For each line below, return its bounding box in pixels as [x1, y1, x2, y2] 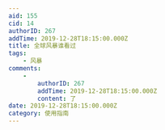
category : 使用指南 [8, 110, 70, 118]
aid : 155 [8, 11, 38, 20]
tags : [8, 49, 27, 57]
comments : [8, 65, 42, 73]
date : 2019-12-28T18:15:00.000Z [8, 102, 117, 110]
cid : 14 [8, 19, 35, 27]
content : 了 [37, 94, 77, 103]
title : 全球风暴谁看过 [8, 42, 77, 50]
